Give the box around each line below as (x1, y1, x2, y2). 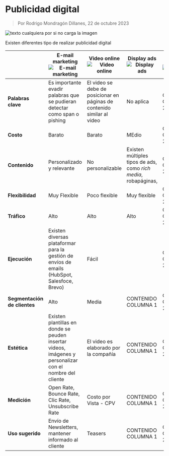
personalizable (87, 165, 122, 172)
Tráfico (8, 213, 26, 220)
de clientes (8, 301, 35, 308)
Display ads (127, 54, 157, 61)
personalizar (48, 357, 78, 364)
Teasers (87, 430, 106, 437)
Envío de (48, 417, 69, 424)
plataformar (48, 239, 76, 246)
